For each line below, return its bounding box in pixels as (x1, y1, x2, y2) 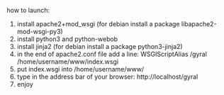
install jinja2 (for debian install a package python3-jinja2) (16, 43, 183, 50)
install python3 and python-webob (16, 35, 118, 43)
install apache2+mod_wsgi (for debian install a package (16, 20, 180, 28)
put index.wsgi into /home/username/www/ (16, 65, 145, 73)
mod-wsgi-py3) (16, 28, 63, 35)
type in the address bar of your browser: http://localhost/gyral (16, 72, 198, 81)
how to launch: (6, 6, 50, 14)
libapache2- (181, 20, 217, 28)
